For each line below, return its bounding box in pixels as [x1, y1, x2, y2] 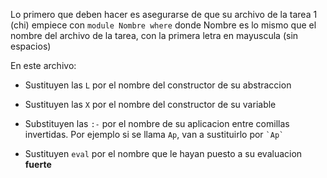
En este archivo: [10, 60, 77, 71]
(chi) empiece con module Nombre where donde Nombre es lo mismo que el [10, 19, 317, 31]
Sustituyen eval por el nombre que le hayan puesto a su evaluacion [24, 148, 303, 159]
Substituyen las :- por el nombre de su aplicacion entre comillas [24, 118, 290, 129]
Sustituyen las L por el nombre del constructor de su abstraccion [24, 79, 292, 91]
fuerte [24, 159, 52, 170]
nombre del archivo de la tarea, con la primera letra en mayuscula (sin [10, 30, 299, 41]
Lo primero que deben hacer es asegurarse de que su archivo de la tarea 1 [10, 9, 318, 20]
